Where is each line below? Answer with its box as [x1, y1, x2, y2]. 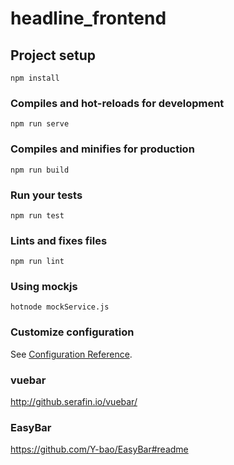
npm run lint [10, 257, 65, 267]
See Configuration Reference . [10, 348, 133, 360]
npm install [10, 73, 60, 83]
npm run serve [10, 119, 70, 129]
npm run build [10, 165, 70, 175]
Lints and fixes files [10, 233, 108, 247]
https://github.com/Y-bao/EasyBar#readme [10, 443, 189, 456]
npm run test [10, 210, 65, 221]
